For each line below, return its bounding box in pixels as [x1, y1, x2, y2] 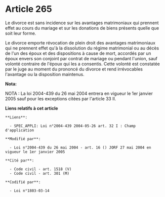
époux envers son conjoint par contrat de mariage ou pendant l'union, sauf [5, 55, 158, 61]
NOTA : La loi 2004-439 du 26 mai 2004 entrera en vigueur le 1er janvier [5, 90, 153, 96]
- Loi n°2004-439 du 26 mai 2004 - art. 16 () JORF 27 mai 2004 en [9, 145, 152, 150]
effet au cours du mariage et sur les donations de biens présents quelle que [5, 25, 160, 31]
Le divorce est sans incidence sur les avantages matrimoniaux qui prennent [5, 20, 159, 26]
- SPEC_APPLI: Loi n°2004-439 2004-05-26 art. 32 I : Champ [9, 123, 136, 128]
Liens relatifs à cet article [5, 105, 58, 111]
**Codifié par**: [5, 179, 41, 185]
